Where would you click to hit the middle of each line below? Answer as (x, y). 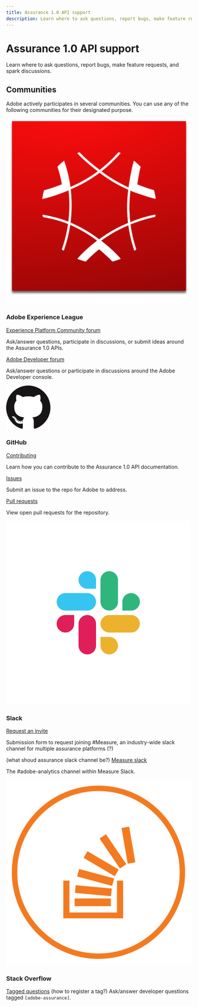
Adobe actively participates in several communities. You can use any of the (97, 104)
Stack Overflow (29, 979)
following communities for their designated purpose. (70, 110)
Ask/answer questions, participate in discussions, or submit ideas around (95, 341)
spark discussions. (29, 71)
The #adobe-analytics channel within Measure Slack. (71, 771)
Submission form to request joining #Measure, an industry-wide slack (90, 742)
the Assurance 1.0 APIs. (35, 348)
